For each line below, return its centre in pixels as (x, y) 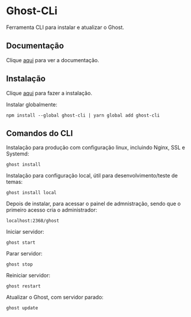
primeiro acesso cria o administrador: (52, 210)
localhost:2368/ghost (33, 221)
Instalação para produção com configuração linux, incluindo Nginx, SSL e (96, 148)
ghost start (21, 243)
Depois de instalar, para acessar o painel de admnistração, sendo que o (93, 204)
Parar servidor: (24, 254)
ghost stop (20, 264)
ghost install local (32, 193)
